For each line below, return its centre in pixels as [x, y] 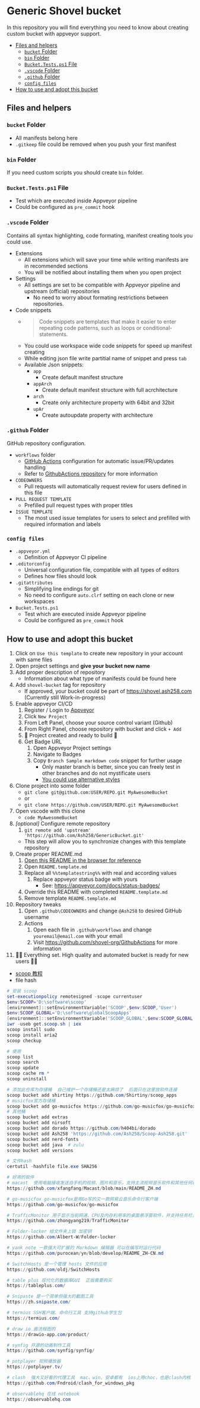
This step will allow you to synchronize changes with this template [105, 841]
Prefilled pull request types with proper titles [78, 505]
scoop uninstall [27, 1079]
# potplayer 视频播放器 [34, 1361]
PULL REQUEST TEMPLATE [43, 499]
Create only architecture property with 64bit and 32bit [108, 402]
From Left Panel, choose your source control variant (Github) [99, 722]
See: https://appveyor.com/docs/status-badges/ [101, 885]
